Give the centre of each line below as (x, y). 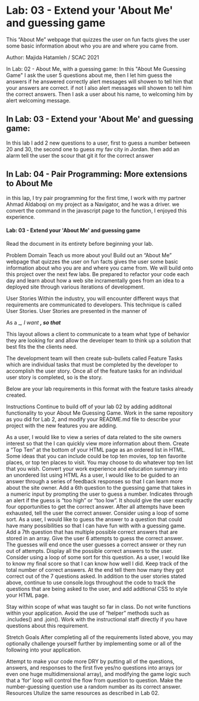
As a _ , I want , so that (34, 323)
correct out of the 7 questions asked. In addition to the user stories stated (96, 576)
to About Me (29, 184)
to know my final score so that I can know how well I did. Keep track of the (97, 564)
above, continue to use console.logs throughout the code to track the (91, 582)
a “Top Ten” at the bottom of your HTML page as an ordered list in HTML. (96, 449)
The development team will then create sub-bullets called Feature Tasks (94, 358)
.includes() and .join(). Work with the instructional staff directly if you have (97, 619)
